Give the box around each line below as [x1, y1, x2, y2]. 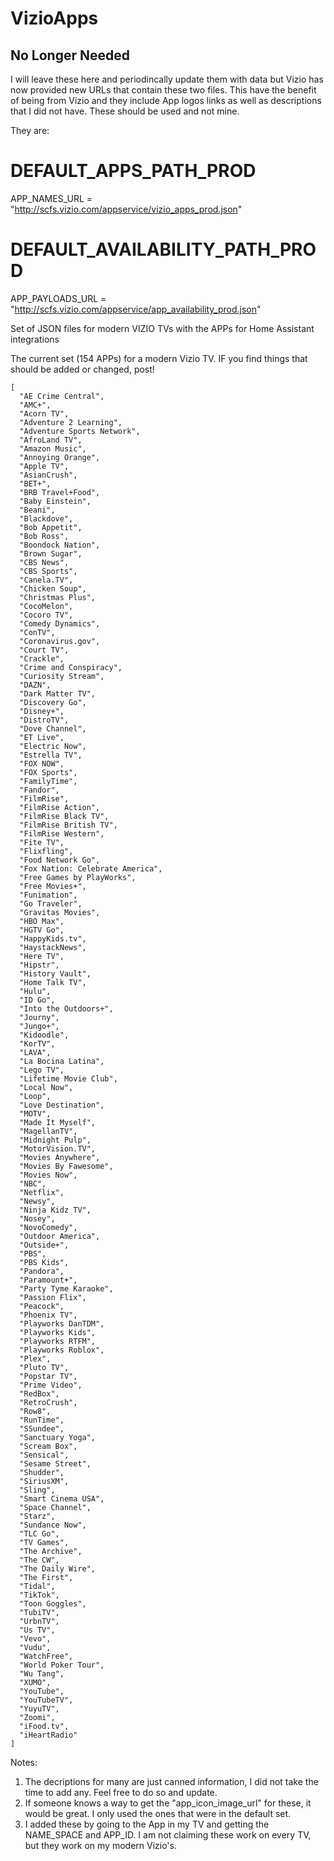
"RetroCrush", [19, 1397, 78, 1407]
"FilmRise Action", [19, 802, 101, 812]
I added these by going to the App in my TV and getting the [24, 1818, 270, 1830]
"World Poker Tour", [19, 1660, 105, 1670]
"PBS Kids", [19, 1257, 70, 1267]
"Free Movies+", [19, 881, 87, 891]
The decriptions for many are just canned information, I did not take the [24, 1775, 319, 1787]
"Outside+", [19, 1240, 70, 1250]
